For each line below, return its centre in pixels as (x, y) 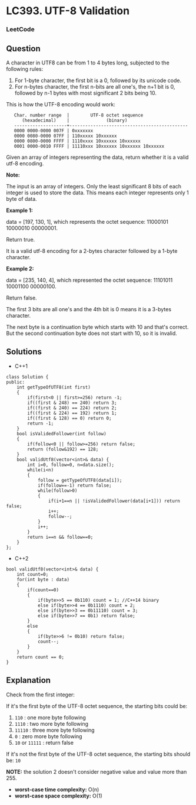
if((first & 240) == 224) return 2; (72, 408)
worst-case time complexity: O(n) (57, 789)
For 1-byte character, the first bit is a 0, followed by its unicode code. (98, 80)
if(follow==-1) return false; (74, 485)
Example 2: (20, 268)
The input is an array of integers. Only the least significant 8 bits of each (94, 186)
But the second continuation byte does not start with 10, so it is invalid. (92, 333)
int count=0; (33, 574)
